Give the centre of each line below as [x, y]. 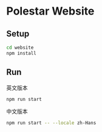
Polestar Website [50, 11]
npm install [21, 53]
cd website [20, 47]
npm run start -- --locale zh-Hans [51, 123]
